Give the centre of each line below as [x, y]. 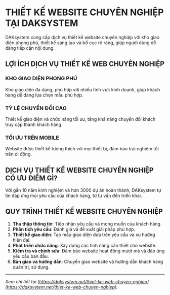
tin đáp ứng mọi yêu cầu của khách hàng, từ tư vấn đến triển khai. [74, 196]
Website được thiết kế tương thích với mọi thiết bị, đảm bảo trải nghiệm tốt [82, 149]
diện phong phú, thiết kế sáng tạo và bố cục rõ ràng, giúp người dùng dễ [81, 43]
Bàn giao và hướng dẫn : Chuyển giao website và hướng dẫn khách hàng [88, 261]
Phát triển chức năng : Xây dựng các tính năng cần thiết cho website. [84, 245]
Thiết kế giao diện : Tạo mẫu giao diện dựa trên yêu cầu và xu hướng [84, 235]
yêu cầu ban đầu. [31, 256]
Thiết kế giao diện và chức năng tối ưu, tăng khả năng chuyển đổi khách [80, 119]
